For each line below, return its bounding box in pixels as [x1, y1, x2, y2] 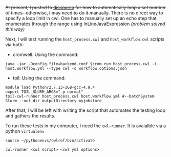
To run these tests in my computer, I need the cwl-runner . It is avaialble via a [5, 123, 166, 129]
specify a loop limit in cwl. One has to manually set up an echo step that [5, 15, 157, 21]
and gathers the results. [5, 113, 55, 119]
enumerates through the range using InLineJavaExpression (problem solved [5, 21, 165, 27]
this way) [5, 26, 25, 32]
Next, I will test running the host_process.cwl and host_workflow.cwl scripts [5, 36, 165, 42]
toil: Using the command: [12, 75, 66, 81]
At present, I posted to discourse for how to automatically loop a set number [5, 5, 166, 10]
